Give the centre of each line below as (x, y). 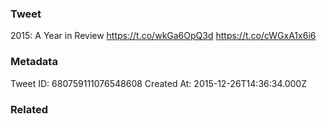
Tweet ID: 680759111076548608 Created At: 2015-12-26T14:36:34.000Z (158, 83)
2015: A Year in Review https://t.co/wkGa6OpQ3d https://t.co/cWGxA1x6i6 (163, 36)
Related (29, 109)
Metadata (34, 62)
